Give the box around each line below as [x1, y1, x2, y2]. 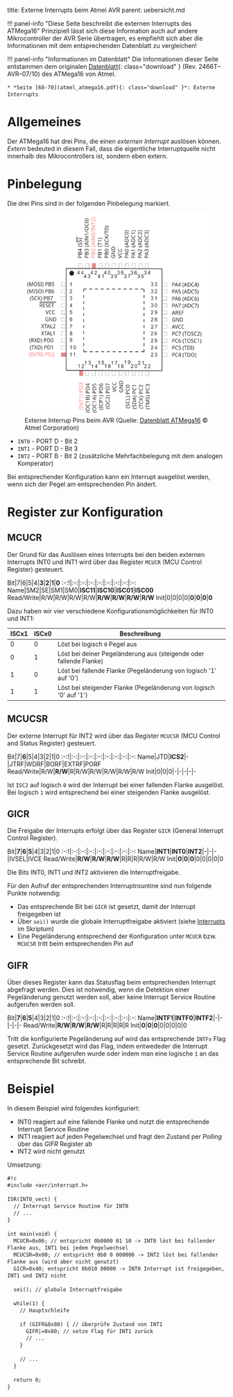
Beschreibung [119, 629, 162, 638]
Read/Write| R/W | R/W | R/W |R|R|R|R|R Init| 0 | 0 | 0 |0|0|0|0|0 [23, 1021, 187, 1030]
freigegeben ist [17, 910, 61, 919]
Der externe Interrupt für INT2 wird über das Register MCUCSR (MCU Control [7, 732, 221, 740]
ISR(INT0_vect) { [7, 1196, 58, 1203]
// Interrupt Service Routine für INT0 [13, 1203, 129, 1210]
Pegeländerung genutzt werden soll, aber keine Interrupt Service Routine [7, 993, 216, 1001]
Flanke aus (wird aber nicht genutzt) [7, 1259, 119, 1266]
